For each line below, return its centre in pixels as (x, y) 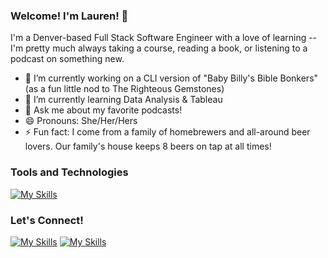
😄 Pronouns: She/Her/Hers (81, 121)
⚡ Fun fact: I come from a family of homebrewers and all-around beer (167, 132)
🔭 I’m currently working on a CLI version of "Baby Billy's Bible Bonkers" (171, 78)
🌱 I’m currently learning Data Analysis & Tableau (123, 100)
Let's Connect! (47, 220)
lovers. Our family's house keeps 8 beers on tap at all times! (148, 146)
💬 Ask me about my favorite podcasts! (103, 110)
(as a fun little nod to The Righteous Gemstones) (124, 89)
